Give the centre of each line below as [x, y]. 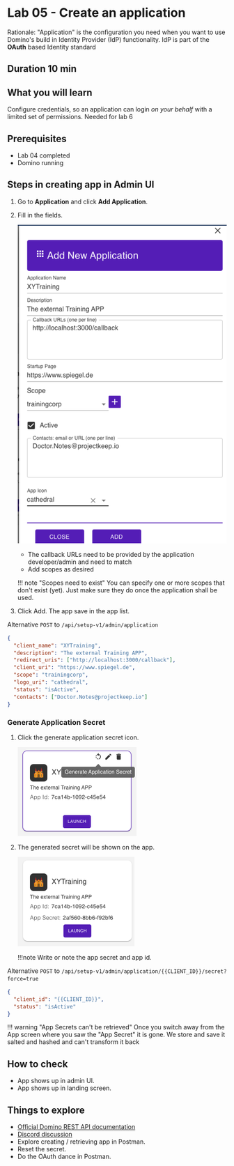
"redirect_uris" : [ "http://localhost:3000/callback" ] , [95, 660]
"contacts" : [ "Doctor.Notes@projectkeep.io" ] [81, 697]
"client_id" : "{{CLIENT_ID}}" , [59, 999]
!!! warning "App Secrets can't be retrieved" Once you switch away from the [116, 1027]
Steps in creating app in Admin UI [81, 185]
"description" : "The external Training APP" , [81, 653]
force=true [23, 979]
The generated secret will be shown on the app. [86, 847]
